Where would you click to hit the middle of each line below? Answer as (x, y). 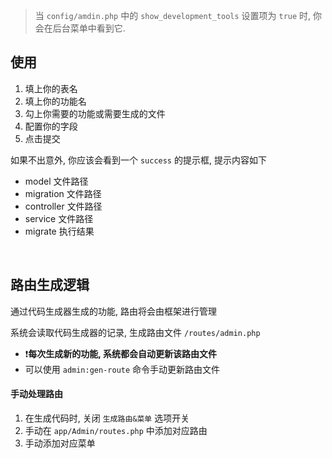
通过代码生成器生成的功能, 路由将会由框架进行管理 (113, 311)
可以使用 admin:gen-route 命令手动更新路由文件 (122, 369)
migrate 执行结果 (59, 231)
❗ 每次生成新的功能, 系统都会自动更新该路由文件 (120, 353)
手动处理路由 (36, 394)
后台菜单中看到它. (89, 28)
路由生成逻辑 (50, 285)
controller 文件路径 (63, 206)
